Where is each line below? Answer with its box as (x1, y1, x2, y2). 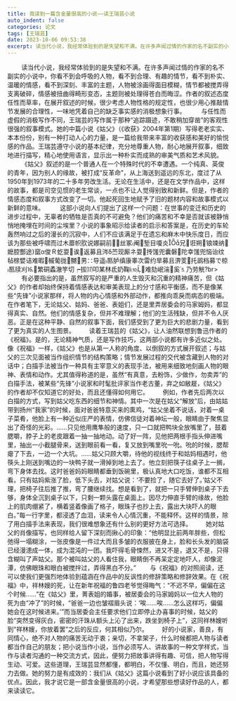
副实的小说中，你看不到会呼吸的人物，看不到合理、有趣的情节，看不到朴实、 (7, 72, 229, 80)
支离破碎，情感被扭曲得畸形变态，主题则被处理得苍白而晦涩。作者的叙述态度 (7, 89, 229, 98)
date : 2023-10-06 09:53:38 (7, 37, 86, 44)
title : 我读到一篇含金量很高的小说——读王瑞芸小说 (7, 10, 136, 18)
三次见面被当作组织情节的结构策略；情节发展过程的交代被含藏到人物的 (19, 353, 223, 361)
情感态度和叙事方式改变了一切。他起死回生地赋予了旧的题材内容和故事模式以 (7, 195, 229, 203)
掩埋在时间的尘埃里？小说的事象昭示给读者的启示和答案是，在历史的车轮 (19, 221, 229, 229)
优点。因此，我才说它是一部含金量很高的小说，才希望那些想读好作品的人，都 (7, 678, 229, 686)
